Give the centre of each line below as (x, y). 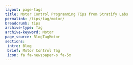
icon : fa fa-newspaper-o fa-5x (39, 55)
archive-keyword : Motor (29, 32)
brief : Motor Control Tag (34, 50)
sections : (15, 42)
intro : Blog (19, 46)
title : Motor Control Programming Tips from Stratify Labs (67, 14)
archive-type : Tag (24, 28)
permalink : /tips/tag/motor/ (35, 19)
